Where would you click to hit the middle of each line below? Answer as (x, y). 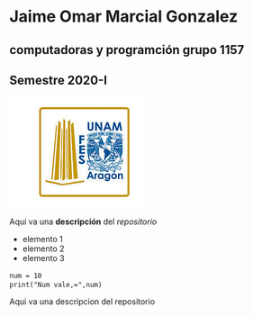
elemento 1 (42, 239)
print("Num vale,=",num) (56, 285)
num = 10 (26, 276)
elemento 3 (43, 258)
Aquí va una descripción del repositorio (83, 221)
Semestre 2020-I (59, 80)
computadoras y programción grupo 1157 (127, 50)
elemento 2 (43, 248)
